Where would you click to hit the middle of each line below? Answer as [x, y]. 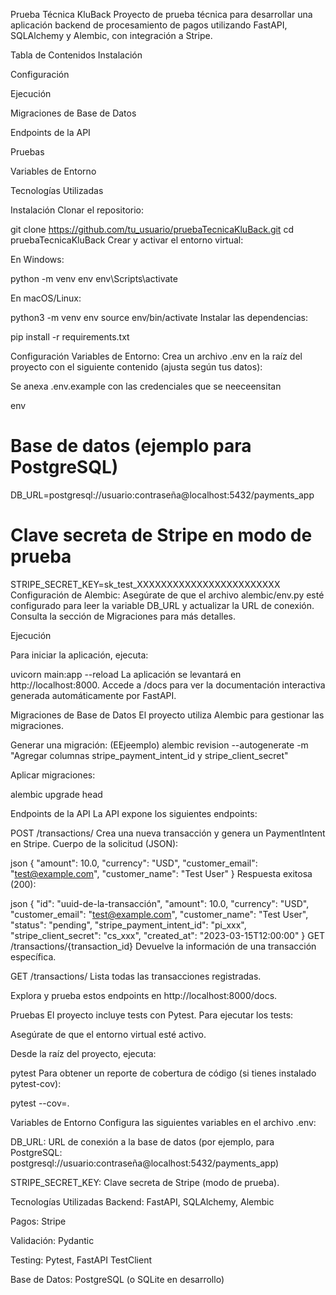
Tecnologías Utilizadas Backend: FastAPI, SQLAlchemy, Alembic [142, 1201]
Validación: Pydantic [52, 1240]
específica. [33, 956]
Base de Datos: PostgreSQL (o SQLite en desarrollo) [117, 1279]
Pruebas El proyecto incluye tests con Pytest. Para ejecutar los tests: [152, 1015]
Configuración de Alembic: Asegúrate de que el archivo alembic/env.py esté [167, 595]
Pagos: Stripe [38, 1221]
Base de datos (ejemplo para [131, 446]
